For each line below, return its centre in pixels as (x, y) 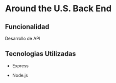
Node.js (20, 75)
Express (20, 66)
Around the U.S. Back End (58, 9)
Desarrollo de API (23, 38)
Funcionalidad (27, 27)
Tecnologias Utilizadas (41, 54)
